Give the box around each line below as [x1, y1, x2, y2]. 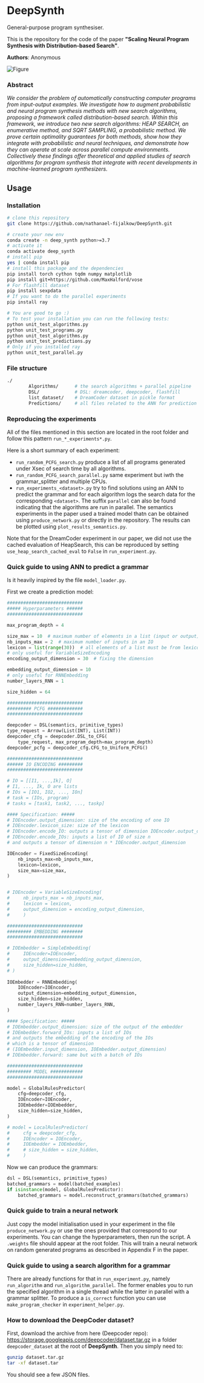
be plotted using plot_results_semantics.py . [15, 523, 128, 530]
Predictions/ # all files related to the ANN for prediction [28, 400, 197, 407]
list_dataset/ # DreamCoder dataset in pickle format [28, 394, 175, 401]
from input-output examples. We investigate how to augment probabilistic [7, 101, 191, 108]
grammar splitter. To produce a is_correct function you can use [7, 1294, 166, 1302]
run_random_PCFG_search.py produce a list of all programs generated [15, 459, 186, 466]
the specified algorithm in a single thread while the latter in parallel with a [7, 1288, 189, 1296]
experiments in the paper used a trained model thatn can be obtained [15, 510, 189, 518]
